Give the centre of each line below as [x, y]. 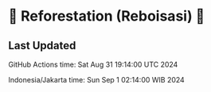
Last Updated [42, 46]
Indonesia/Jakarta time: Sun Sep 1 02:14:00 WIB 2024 [96, 80]
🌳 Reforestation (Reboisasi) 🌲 [107, 16]
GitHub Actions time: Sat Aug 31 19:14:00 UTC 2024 [93, 64]
